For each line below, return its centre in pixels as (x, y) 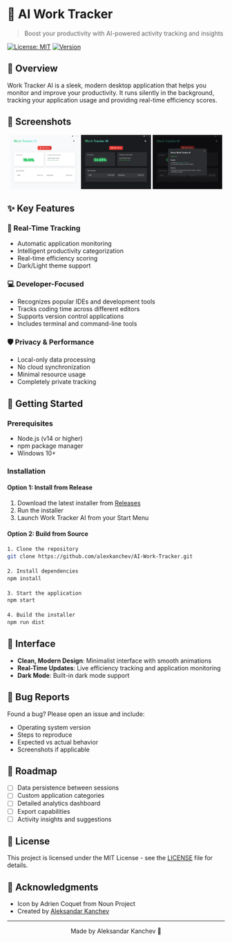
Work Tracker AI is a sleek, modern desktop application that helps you (107, 85)
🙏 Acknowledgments (53, 887)
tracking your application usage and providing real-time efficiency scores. (112, 100)
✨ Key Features (41, 208)
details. (18, 865)
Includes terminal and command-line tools (77, 323)
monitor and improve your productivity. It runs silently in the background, (111, 92)
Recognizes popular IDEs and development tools (86, 302)
